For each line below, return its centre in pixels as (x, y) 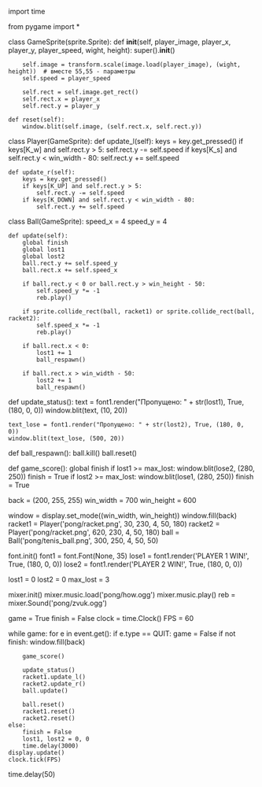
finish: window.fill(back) (46, 642)
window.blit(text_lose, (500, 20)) (66, 438)
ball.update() (45, 691)
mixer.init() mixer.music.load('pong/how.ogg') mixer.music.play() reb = (122, 595)
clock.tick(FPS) (35, 759)
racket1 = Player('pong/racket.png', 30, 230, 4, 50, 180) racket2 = (114, 524)
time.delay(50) (32, 774)
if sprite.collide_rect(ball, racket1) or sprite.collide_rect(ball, (139, 312)
